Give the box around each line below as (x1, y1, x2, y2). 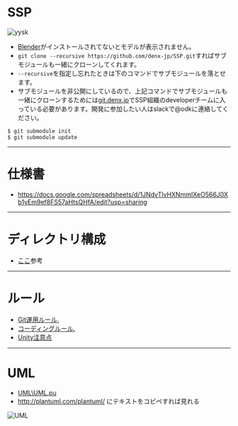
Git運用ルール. (17, 315, 59, 324)
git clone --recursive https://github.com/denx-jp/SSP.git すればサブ (17, 51, 227, 60)
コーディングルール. (17, 324, 76, 332)
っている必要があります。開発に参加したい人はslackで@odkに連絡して (17, 104, 223, 113)
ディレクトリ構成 (7, 231, 106, 248)
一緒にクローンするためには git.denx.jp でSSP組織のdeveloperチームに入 (17, 95, 226, 104)
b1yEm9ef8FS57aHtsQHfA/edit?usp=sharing (17, 197, 147, 206)
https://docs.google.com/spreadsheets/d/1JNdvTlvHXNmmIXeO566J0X (17, 190, 229, 199)
